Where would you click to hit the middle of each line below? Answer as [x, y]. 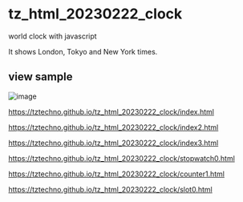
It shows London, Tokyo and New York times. [83, 51]
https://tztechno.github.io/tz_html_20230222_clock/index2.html [113, 127]
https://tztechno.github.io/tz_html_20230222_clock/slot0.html [110, 189]
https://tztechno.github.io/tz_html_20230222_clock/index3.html [113, 143]
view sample [40, 77]
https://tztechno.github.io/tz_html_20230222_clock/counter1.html [116, 174]
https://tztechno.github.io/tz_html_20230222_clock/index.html [111, 111]
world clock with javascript [53, 36]
